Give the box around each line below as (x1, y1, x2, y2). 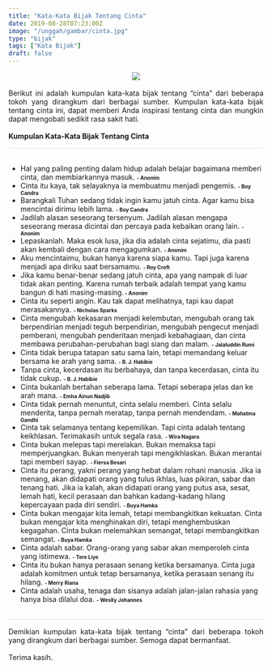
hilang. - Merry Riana (19, 578, 79, 586)
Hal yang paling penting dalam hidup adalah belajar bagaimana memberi (19, 163, 261, 173)
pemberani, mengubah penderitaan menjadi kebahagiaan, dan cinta (19, 331, 246, 340)
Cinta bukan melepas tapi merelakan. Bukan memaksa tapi (19, 440, 216, 449)
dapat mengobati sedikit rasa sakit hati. (8, 114, 140, 124)
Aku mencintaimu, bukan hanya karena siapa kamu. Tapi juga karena (19, 253, 249, 263)
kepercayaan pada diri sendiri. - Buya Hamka (19, 500, 158, 510)
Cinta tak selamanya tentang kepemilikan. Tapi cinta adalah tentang (19, 422, 245, 432)
